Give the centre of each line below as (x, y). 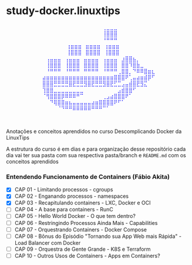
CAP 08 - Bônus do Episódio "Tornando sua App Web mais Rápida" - (98, 236)
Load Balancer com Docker (48, 243)
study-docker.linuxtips (63, 11)
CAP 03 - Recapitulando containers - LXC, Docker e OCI (82, 203)
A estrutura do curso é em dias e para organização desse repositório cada (96, 149)
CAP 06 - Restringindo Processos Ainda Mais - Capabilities (86, 223)
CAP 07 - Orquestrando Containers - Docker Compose (80, 229)
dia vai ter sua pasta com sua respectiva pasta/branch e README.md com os (96, 155)
